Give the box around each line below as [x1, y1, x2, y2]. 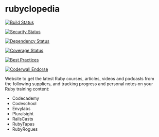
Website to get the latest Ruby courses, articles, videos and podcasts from [5, 76, 155, 81]
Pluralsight [12, 110, 34, 117]
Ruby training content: [5, 86, 50, 91]
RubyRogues [12, 126, 38, 132]
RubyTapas [12, 121, 35, 127]
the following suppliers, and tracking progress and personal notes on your [5, 81, 153, 87]
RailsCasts [12, 116, 34, 122]
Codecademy [12, 95, 39, 101]
